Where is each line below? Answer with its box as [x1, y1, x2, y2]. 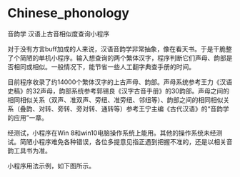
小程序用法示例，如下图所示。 [7, 161, 95, 170]
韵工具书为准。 [7, 146, 51, 155]
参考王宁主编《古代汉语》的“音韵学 [126, 104, 230, 113]
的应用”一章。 [7, 113, 49, 122]
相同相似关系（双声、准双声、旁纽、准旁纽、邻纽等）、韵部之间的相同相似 [7, 95, 224, 104]
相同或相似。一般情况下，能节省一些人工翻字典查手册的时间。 [13, 62, 195, 71]
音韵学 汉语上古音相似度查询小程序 [7, 29, 109, 38]
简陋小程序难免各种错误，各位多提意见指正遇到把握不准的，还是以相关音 [19, 137, 233, 146]
